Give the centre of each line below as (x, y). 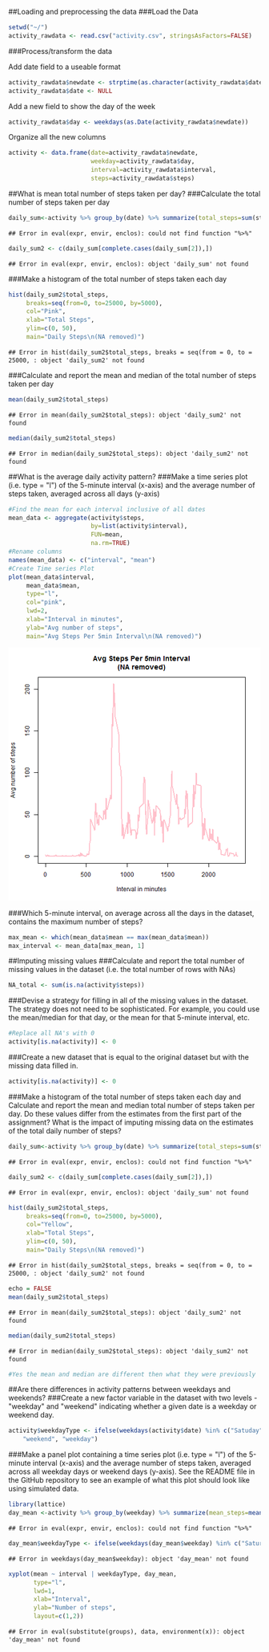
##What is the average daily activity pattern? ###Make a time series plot (128, 476)
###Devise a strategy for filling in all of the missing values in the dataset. (128, 1001)
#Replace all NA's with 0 (51, 1034)
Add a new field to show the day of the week (82, 106)
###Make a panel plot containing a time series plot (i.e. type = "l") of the (128, 1455)
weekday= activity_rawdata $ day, (143, 161)
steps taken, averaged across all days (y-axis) (84, 494)
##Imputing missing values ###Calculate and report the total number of (126, 961)
